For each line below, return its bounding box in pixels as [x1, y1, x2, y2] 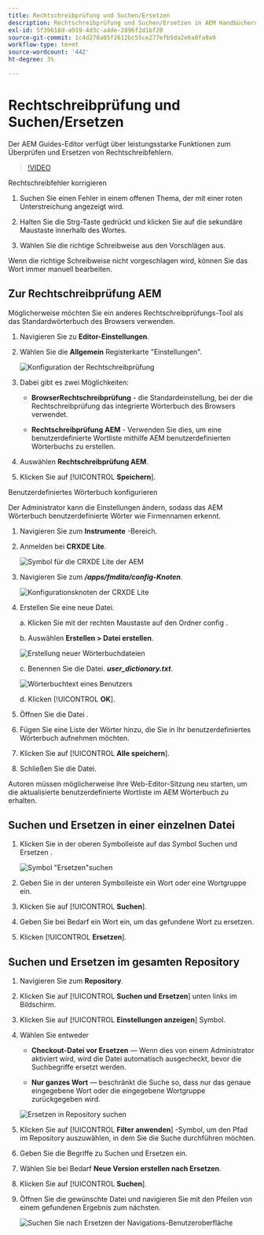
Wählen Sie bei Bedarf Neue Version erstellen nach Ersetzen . [19, 1164, 222, 1174]
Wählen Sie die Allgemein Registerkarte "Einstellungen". [19, 347, 203, 356]
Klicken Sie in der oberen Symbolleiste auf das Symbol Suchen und [19, 839, 238, 849]
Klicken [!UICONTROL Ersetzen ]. [19, 932, 127, 942]
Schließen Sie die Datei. [19, 764, 97, 773]
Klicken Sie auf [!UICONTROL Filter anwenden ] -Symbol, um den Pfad [19, 1125, 248, 1135]
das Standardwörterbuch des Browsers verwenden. [8, 316, 175, 325]
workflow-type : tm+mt [8, 41, 79, 49]
